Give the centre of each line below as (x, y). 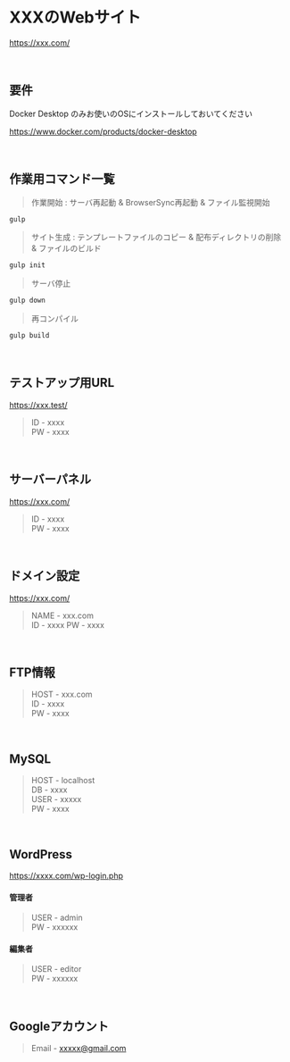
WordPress (41, 854)
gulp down (28, 301)
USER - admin (57, 918)
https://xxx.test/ (39, 405)
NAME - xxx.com (62, 615)
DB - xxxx (49, 790)
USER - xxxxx (56, 799)
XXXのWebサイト (75, 17)
